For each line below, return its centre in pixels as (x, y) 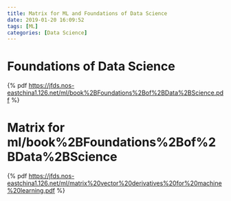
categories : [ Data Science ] (47, 33)
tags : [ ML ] (23, 26)
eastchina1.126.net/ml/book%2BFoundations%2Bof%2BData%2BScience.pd (115, 93)
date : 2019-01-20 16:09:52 (46, 20)
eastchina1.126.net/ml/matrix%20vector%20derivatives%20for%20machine (114, 183)
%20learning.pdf (31, 191)
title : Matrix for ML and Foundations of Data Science (87, 13)
